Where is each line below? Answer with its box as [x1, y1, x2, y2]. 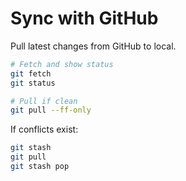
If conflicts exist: [10, 123, 79, 136]
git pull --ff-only [10, 105, 92, 116]
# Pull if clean [10, 96, 78, 106]
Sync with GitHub [10, 7, 159, 30]
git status [10, 78, 56, 88]
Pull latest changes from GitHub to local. [10, 40, 177, 52]
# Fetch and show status [10, 59, 114, 69]
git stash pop [10, 162, 70, 172]
